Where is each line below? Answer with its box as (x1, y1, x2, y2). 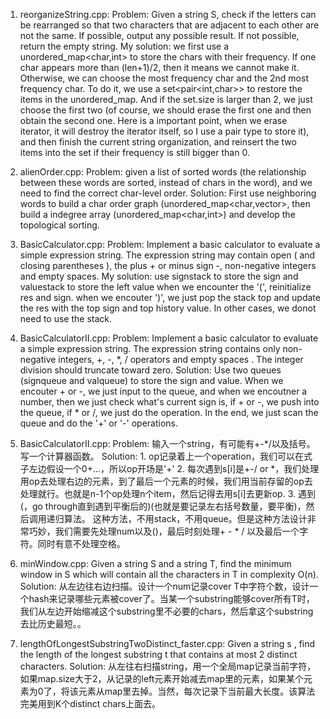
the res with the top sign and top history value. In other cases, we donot (19, 302, 317, 314)
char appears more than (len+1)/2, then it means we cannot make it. (19, 62, 300, 73)
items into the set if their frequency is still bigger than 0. (19, 147, 250, 158)
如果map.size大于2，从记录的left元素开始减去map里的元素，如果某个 (19, 673, 305, 684)
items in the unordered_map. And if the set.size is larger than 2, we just (19, 94, 313, 105)
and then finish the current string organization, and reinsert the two (19, 136, 297, 148)
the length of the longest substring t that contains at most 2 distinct (19, 649, 298, 660)
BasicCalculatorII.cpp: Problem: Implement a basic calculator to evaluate (19, 332, 319, 344)
